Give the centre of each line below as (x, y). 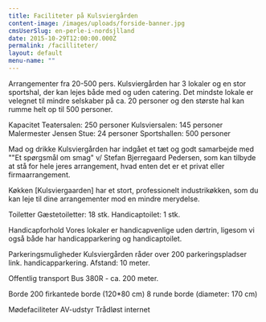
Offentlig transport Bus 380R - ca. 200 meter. (84, 278)
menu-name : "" (32, 61)
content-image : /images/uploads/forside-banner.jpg (96, 23)
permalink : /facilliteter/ (53, 46)
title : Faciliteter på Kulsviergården (73, 16)
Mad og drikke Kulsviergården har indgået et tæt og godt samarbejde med (131, 149)
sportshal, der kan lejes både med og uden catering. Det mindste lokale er (131, 92)
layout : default (35, 53)
